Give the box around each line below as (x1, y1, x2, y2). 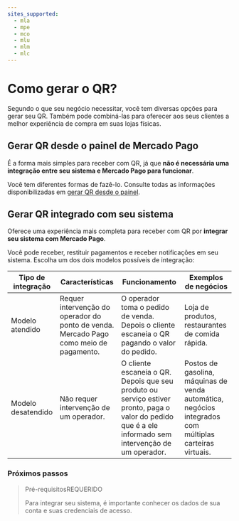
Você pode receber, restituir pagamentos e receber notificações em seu (7, 248, 219, 257)
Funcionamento (122, 277, 176, 287)
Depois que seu (120, 376, 174, 386)
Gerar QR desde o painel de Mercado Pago (7, 140, 199, 152)
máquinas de (184, 376, 228, 386)
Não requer (59, 394, 98, 404)
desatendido (11, 407, 53, 417)
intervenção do (59, 303, 110, 313)
